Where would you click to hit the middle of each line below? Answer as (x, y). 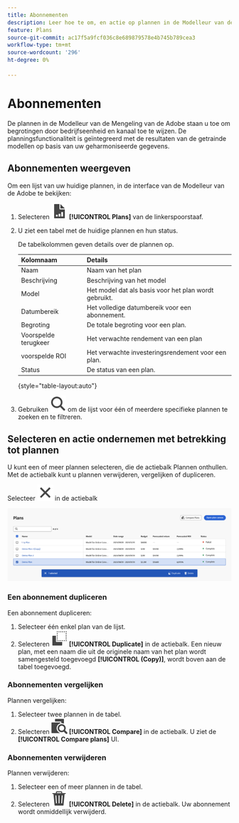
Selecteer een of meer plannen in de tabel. (80, 787)
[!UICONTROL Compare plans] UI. (68, 739)
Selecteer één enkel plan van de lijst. (71, 627)
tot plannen (33, 450)
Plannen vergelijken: (37, 700)
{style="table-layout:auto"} (57, 386)
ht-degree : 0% (28, 60)
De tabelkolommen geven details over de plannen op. (96, 244)
